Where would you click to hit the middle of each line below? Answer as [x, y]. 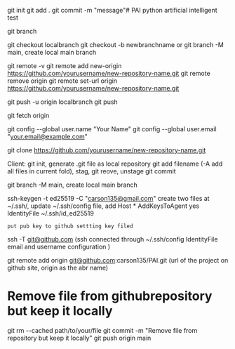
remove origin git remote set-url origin [62, 81]
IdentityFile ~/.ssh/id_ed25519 [51, 213]
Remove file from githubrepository [110, 296]
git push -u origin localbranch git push [62, 102]
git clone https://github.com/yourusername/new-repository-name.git [107, 150]
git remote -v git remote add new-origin [65, 66]
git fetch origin [28, 116]
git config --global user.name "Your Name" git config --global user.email [112, 129]
